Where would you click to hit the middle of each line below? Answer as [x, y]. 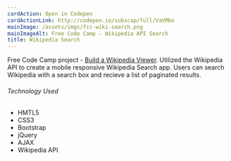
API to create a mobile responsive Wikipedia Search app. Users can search [116, 67]
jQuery [27, 135]
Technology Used [33, 91]
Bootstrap [32, 128]
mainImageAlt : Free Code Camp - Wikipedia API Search [88, 33]
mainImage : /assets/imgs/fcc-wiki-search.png [75, 27]
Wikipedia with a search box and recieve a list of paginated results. [105, 75]
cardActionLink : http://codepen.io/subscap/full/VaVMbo [91, 20]
